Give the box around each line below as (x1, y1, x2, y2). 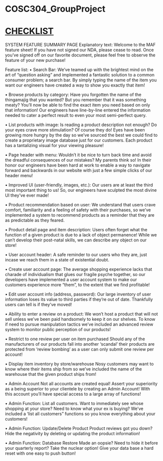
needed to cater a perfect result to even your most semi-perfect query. (5, 112, 147, 118)
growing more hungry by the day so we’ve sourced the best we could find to (5, 132, 158, 138)
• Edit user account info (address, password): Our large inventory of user (5, 291, 151, 297)
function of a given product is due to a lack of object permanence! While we (5, 232, 157, 238)
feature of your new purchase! (5, 57, 66, 63)
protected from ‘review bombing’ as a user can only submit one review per (5, 347, 154, 352)
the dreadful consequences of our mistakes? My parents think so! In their (5, 157, 151, 163)
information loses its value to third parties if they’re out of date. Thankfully (5, 296, 153, 302)
